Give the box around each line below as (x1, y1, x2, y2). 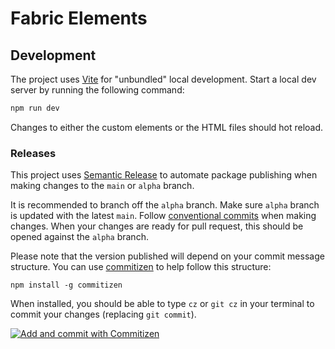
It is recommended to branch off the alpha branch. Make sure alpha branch (10, 199, 320, 211)
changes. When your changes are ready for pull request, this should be (10, 220, 304, 232)
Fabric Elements (10, 7, 148, 30)
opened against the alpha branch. (10, 231, 149, 243)
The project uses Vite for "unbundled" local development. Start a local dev (10, 73, 317, 85)
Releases (10, 146, 57, 160)
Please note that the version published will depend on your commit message (10, 250, 325, 262)
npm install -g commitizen (10, 280, 123, 291)
